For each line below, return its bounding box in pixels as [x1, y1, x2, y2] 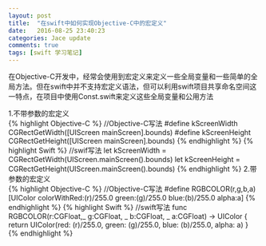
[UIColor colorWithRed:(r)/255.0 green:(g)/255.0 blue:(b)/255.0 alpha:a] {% [8, 193, 256, 202]
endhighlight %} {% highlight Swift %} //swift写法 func [8, 203, 188, 212]
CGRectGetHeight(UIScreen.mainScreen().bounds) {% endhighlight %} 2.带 [8, 165, 257, 173]
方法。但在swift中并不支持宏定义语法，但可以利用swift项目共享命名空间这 [14, 81, 257, 91]
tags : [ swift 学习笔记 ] [8, 49, 82, 57]
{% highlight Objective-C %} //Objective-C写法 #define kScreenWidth [8, 119, 238, 128]
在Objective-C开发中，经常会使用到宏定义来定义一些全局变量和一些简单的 [8, 72, 252, 81]
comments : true [8, 42, 59, 50]
